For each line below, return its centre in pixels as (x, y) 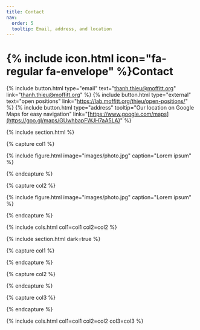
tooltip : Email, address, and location (62, 29)
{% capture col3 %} (31, 298)
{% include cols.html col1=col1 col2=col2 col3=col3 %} (75, 321)
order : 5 (23, 23)
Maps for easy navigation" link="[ (48, 114)
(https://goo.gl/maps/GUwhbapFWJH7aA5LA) (63, 120)
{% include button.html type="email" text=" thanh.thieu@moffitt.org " (91, 88)
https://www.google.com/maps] (129, 114)
